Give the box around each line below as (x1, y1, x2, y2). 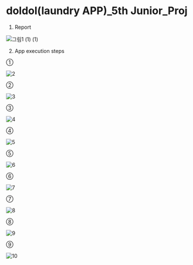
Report (14, 24, 31, 31)
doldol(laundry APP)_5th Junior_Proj (6, 4, 188, 18)
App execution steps (14, 47, 65, 54)
